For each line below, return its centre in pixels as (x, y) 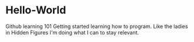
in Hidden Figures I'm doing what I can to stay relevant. (72, 32)
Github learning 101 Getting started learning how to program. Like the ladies (97, 26)
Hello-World (36, 10)
